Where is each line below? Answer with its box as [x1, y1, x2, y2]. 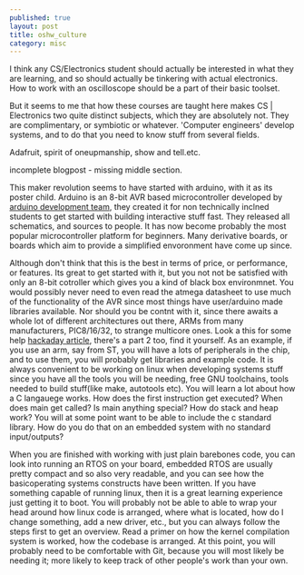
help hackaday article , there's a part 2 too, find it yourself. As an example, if [9, 335, 292, 346]
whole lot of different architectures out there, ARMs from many [9, 315, 244, 327]
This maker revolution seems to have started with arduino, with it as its [9, 183, 273, 193]
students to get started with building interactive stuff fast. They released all [9, 211, 290, 223]
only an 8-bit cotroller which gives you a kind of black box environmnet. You [9, 277, 295, 288]
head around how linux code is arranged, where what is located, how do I [9, 507, 284, 518]
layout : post [9, 22, 59, 31]
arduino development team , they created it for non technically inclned [9, 202, 270, 213]
